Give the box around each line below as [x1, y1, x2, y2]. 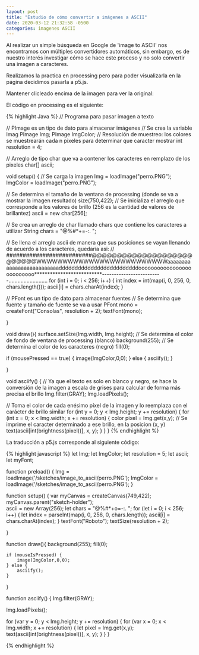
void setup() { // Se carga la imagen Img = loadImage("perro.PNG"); [6, 173, 172, 180]
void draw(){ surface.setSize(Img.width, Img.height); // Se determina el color [6, 331, 194, 338]
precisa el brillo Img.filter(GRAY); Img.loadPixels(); [6, 390, 129, 397]
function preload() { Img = [6, 468, 70, 475]
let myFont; [6, 456, 34, 464]
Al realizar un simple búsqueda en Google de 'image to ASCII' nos [6, 42, 168, 49]
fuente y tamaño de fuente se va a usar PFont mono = [6, 301, 138, 308]
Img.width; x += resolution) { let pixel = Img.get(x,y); [6, 624, 134, 631]
